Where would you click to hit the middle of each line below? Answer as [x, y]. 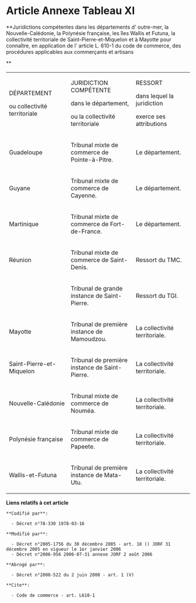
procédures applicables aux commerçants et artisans [70, 52]
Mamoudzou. [89, 339]
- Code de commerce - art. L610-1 [53, 595]
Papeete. [83, 446]
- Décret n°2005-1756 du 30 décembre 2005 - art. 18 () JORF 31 [91, 544]
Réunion [20, 260]
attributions [151, 124]
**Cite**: [18, 585]
